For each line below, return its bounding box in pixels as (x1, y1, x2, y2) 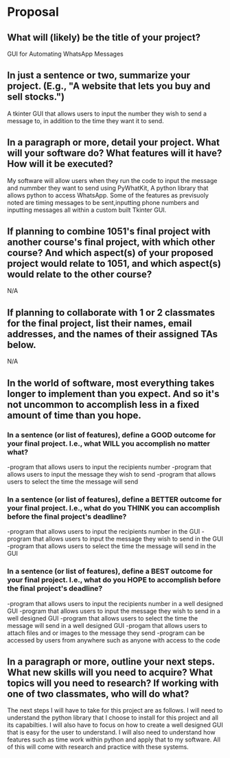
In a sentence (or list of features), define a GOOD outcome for (7, 430, 216, 440)
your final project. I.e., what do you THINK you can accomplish (7, 503, 220, 512)
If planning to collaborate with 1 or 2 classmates (7, 307, 216, 318)
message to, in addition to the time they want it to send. (7, 116, 164, 124)
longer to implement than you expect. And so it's (7, 388, 220, 400)
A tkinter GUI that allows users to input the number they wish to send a (7, 109, 207, 118)
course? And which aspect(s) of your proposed (7, 247, 214, 259)
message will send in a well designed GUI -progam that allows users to (7, 621, 207, 629)
